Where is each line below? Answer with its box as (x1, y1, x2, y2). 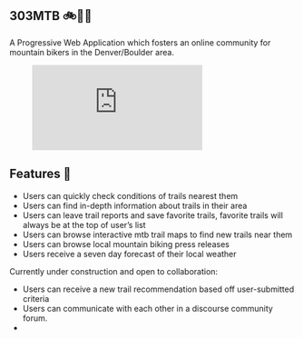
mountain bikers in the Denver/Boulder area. (9, 46, 175, 57)
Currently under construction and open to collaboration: (9, 265, 219, 276)
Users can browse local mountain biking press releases (22, 238, 230, 249)
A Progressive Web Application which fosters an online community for (9, 36, 271, 48)
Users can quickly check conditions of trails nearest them (22, 190, 239, 201)
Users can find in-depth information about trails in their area (22, 200, 248, 211)
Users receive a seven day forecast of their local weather (22, 248, 238, 259)
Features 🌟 (9, 166, 72, 182)
